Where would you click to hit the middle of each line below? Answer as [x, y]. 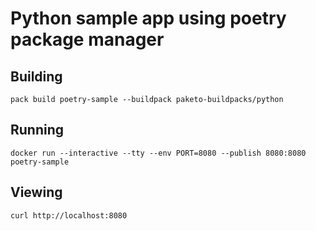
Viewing [36, 192]
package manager [87, 39]
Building [36, 76]
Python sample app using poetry [148, 18]
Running [37, 130]
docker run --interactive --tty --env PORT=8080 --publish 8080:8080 [158, 153]
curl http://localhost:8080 [69, 215]
